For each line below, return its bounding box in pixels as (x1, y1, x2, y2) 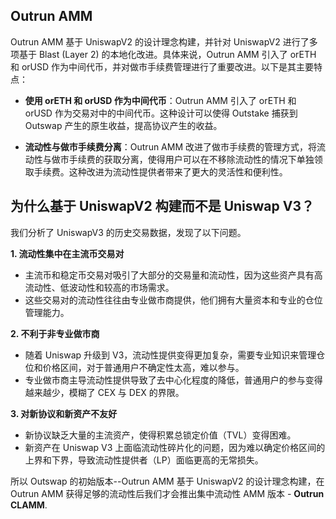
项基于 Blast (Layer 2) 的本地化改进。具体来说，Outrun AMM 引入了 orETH (10, 48, 317, 60)
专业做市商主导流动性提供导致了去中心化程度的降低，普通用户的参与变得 (24, 374, 323, 386)
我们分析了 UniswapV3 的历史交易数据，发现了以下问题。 (10, 226, 247, 238)
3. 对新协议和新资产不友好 (10, 407, 118, 419)
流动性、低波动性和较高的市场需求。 (24, 281, 175, 293)
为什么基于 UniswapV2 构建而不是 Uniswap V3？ (10, 198, 315, 215)
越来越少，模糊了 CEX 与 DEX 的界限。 (24, 386, 185, 398)
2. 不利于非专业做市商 (10, 327, 100, 339)
